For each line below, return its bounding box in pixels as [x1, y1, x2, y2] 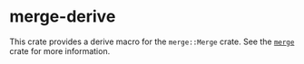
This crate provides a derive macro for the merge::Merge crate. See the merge [9, 36, 295, 47]
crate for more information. [9, 45, 111, 56]
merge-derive [9, 6, 116, 27]
